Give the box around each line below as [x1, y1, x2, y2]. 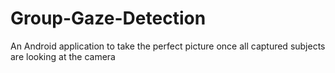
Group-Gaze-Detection [10, 7, 207, 30]
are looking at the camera [10, 50, 116, 62]
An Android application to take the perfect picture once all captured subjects [10, 40, 326, 52]
